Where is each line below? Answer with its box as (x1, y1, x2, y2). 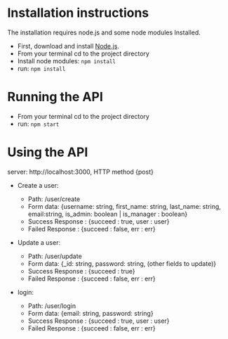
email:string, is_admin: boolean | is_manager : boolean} (27, 210, 188, 218)
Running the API (7, 89, 103, 105)
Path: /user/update (27, 252, 82, 260)
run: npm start (17, 120, 60, 128)
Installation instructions (7, 5, 149, 21)
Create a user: (17, 181, 59, 189)
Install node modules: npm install (17, 56, 116, 65)
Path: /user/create (27, 195, 81, 203)
